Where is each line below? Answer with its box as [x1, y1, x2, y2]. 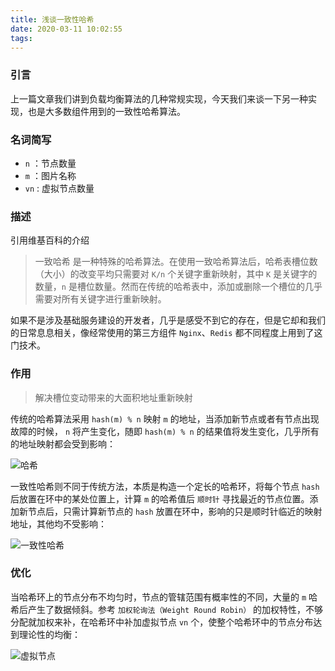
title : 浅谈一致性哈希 [10, 14, 95, 25]
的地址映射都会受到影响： [10, 437, 116, 450]
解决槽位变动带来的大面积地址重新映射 [34, 391, 193, 403]
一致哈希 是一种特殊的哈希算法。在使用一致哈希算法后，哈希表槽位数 [34, 256, 318, 268]
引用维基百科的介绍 [10, 234, 90, 246]
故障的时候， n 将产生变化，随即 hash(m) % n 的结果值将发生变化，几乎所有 [10, 425, 320, 437]
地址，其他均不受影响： [10, 517, 107, 530]
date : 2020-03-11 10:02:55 [10, 24, 123, 34]
